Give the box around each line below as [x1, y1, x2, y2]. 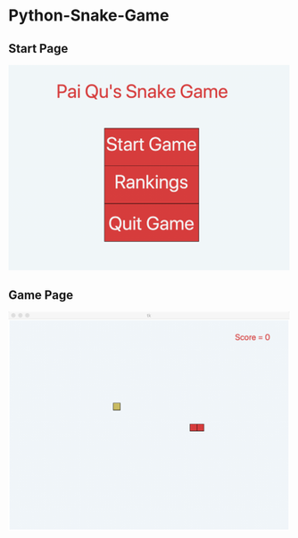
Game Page [8, 287, 73, 303]
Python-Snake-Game [8, 5, 170, 26]
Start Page [8, 41, 69, 56]
